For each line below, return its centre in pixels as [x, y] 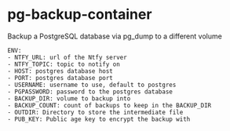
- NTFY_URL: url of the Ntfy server [67, 57]
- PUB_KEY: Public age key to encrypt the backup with [99, 119]
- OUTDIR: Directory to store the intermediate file [95, 112]
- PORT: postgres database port [60, 78]
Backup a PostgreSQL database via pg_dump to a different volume [115, 36]
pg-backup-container [80, 15]
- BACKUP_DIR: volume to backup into [69, 98]
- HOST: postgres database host [60, 71]
